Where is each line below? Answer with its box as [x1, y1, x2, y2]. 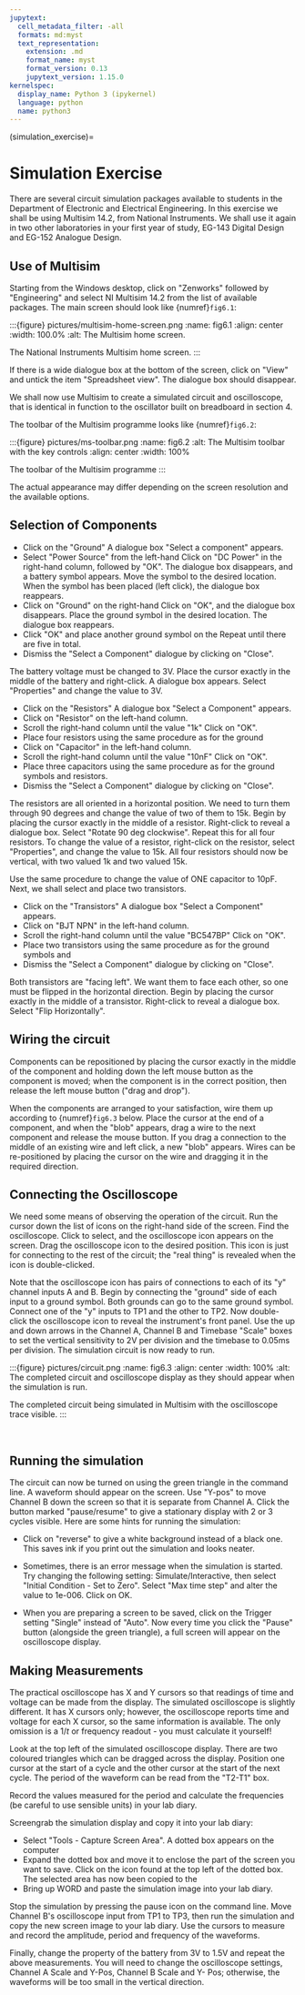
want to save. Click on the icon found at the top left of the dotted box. [22, 1864, 284, 1875]
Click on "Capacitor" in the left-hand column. [22, 741, 192, 752]
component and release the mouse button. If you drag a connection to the [9, 1131, 287, 1142]
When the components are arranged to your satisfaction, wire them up [9, 1102, 273, 1113]
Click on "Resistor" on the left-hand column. [22, 712, 188, 724]
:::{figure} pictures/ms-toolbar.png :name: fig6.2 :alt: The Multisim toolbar [9, 437, 285, 447]
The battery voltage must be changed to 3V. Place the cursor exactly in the [9, 665, 291, 676]
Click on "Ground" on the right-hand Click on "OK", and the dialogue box [22, 600, 296, 611]
